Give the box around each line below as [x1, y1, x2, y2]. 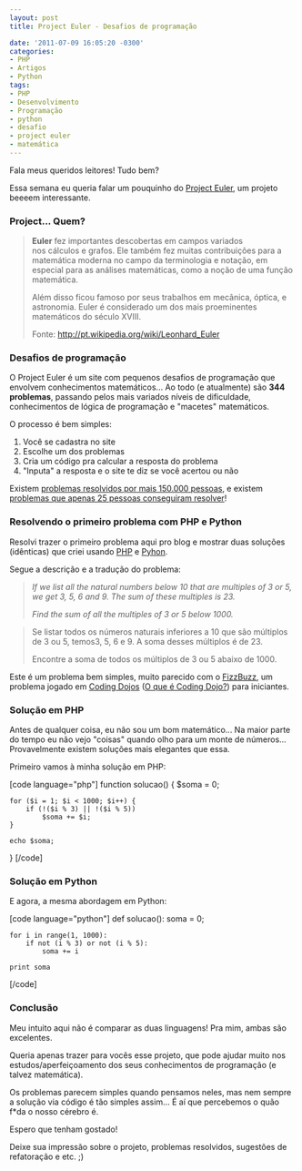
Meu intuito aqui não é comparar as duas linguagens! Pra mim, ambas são [9, 1022, 287, 1034]
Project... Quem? [9, 215, 86, 228]
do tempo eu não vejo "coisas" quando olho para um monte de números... [9, 734, 287, 745]
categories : [9, 46, 55, 56]
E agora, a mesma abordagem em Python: [9, 896, 167, 907]
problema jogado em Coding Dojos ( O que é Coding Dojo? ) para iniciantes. [9, 680, 289, 692]
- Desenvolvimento [9, 97, 79, 107]
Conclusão [9, 1002, 59, 1014]
